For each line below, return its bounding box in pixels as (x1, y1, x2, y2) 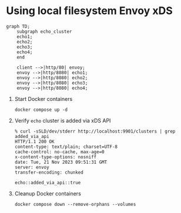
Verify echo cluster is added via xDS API (14, 117, 111, 124)
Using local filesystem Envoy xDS (6, 4, 173, 18)
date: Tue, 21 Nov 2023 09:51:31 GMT (14, 159, 108, 165)
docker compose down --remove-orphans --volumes (14, 201, 136, 207)
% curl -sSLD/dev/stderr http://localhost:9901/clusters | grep (14, 128, 176, 134)
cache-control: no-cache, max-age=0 (14, 148, 105, 155)
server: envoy (14, 164, 49, 170)
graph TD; (6, 23, 31, 29)
